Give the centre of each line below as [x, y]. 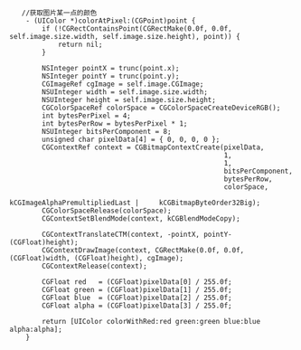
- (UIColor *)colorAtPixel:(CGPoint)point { [111, 21]
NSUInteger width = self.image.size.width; [125, 92]
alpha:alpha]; [36, 329]
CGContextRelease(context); [94, 266]
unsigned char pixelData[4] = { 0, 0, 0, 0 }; [131, 139]
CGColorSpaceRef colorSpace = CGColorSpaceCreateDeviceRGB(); [161, 108]
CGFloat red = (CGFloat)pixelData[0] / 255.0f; [137, 282]
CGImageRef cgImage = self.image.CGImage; [123, 84]
